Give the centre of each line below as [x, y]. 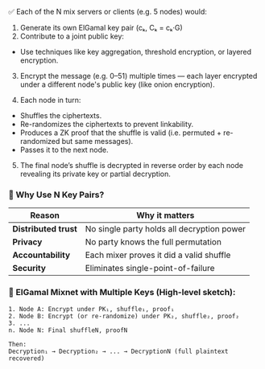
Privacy [27, 242]
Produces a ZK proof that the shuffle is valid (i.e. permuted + [120, 133]
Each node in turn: [50, 100]
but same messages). [97, 141]
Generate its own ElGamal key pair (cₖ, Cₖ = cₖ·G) [101, 28]
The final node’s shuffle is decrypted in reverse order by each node [132, 165]
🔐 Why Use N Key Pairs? [56, 195]
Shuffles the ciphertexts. [61, 115]
